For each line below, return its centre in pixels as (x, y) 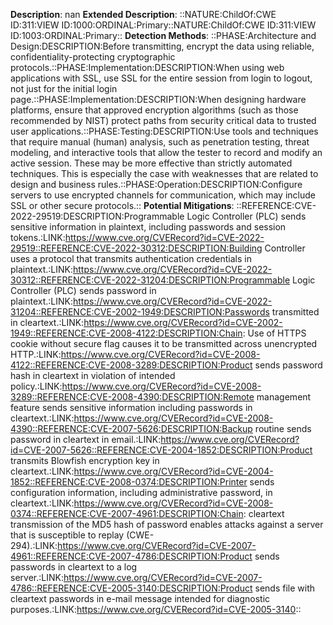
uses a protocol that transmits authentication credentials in (131, 258)
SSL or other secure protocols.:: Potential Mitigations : (122, 205)
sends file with (285, 588)
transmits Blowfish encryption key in (85, 460)
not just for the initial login (64, 88)
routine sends (283, 428)
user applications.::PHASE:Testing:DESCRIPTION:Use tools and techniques (164, 131)
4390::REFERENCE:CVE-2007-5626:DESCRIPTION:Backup (131, 428)
